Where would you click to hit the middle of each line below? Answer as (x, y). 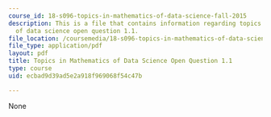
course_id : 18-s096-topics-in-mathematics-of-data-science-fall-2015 (128, 16)
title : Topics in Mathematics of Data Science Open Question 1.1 (120, 61)
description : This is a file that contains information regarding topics (135, 23)
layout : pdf (28, 53)
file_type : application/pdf (56, 46)
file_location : (34, 38)
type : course (30, 69)
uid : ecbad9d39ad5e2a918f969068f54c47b (75, 76)
